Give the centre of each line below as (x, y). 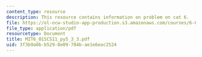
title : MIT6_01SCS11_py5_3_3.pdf (48, 39)
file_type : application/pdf (41, 28)
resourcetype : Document (36, 34)
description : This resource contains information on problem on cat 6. (98, 17)
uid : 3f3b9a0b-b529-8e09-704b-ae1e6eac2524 (62, 45)
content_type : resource (36, 12)
